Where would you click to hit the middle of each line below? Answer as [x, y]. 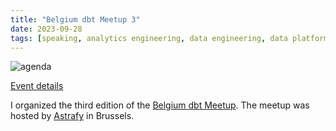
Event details [37, 86]
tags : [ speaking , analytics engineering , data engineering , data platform [169, 38]
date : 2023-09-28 [46, 29]
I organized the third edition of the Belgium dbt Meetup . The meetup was [160, 105]
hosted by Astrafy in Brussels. [72, 116]
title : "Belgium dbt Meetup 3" [75, 19]
